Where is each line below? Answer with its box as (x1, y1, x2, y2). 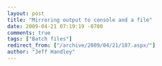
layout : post (7, 10, 45, 17)
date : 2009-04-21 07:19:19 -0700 (7, 23, 103, 30)
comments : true (7, 29, 51, 36)
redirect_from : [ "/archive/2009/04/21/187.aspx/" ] (7, 42, 156, 49)
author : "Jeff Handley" (7, 49, 76, 56)
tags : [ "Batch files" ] (7, 36, 72, 43)
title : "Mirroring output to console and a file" (7, 16, 153, 23)
